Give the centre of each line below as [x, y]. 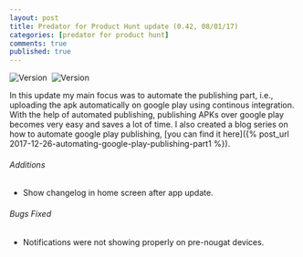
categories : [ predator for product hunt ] [89, 35]
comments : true [38, 43]
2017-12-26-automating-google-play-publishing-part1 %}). [120, 144]
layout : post [34, 18]
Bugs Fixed [31, 213]
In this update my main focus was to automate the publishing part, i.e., [141, 96]
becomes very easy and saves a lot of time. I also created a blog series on [149, 125]
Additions [27, 164]
